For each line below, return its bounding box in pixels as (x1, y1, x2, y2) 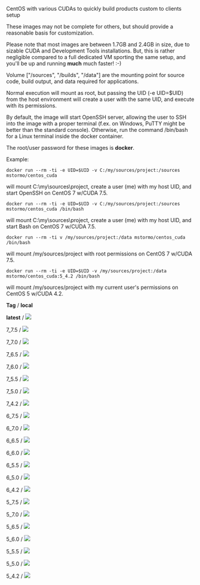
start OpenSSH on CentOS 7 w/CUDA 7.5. (6, 189, 108, 196)
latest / (6, 314, 24, 321)
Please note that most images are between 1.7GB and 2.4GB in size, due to (6, 41, 190, 48)
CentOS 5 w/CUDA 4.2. (6, 290, 64, 297)
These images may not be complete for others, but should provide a (6, 23, 174, 30)
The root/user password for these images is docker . (6, 144, 135, 151)
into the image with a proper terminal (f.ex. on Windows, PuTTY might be (6, 120, 185, 127)
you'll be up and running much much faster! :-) (6, 60, 122, 67)
